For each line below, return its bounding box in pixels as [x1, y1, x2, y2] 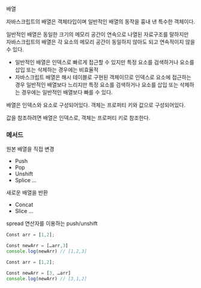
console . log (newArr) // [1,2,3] [6, 248, 87, 254]
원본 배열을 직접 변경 [6, 146, 55, 153]
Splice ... [14, 177, 37, 184]
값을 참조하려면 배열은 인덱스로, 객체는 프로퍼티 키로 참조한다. [6, 114, 151, 121]
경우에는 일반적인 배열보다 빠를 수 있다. [21, 89, 113, 96]
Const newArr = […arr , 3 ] [6, 243, 68, 249]
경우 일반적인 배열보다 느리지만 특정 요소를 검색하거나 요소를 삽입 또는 [14, 81, 179, 88]
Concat [14, 201, 34, 209]
